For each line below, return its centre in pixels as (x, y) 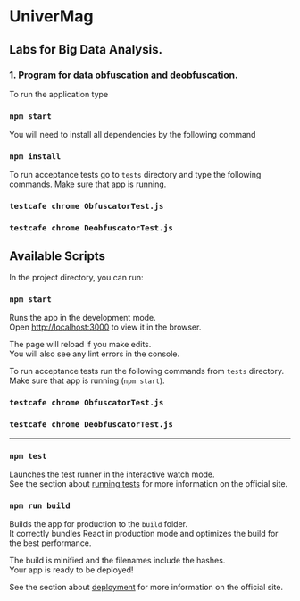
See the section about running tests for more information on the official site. (149, 483)
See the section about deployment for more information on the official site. (146, 588)
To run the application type (59, 94)
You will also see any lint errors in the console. (95, 354)
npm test (28, 456)
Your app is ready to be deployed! (71, 570)
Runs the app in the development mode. (83, 318)
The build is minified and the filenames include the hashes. (117, 561)
